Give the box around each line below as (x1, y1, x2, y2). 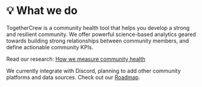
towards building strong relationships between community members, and (6, 37, 189, 44)
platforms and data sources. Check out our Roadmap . (6, 74, 141, 81)
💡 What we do (6, 4, 78, 18)
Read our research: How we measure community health (6, 55, 146, 63)
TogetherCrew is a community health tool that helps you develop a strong (6, 24, 190, 31)
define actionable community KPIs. (6, 43, 94, 50)
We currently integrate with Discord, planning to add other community (6, 67, 181, 74)
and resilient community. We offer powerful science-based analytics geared (6, 30, 196, 38)
